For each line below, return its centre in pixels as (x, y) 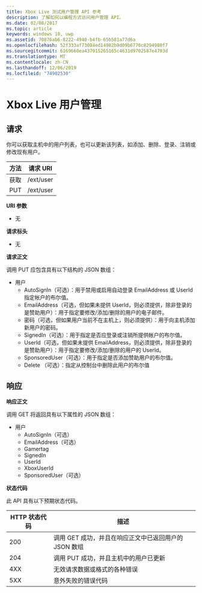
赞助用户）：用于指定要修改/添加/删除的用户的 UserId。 (97, 350)
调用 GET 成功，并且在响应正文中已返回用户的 (118, 538)
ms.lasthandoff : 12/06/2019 (41, 68)
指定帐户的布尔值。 (48, 298)
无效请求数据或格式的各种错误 (96, 570)
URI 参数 (17, 206)
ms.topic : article (29, 29)
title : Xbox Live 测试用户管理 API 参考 (54, 12)
